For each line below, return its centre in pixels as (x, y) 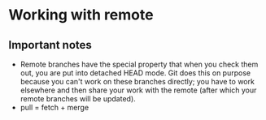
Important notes (50, 45)
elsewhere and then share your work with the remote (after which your (138, 90)
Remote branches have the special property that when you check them (139, 64)
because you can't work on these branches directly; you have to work (137, 81)
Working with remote (81, 15)
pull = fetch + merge (55, 107)
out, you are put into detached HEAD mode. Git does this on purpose (135, 73)
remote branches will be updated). (78, 99)
